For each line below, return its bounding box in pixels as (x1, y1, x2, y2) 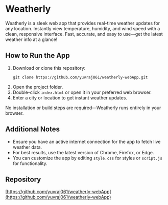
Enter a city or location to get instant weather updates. (12, 94, 128, 100)
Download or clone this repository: (12, 65, 86, 71)
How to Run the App (5, 51, 70, 60)
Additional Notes (5, 125, 60, 134)
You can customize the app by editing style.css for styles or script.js (12, 155, 162, 161)
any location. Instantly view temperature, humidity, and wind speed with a (5, 25, 160, 31)
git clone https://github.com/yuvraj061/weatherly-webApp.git (12, 75, 148, 80)
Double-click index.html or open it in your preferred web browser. (12, 89, 152, 95)
